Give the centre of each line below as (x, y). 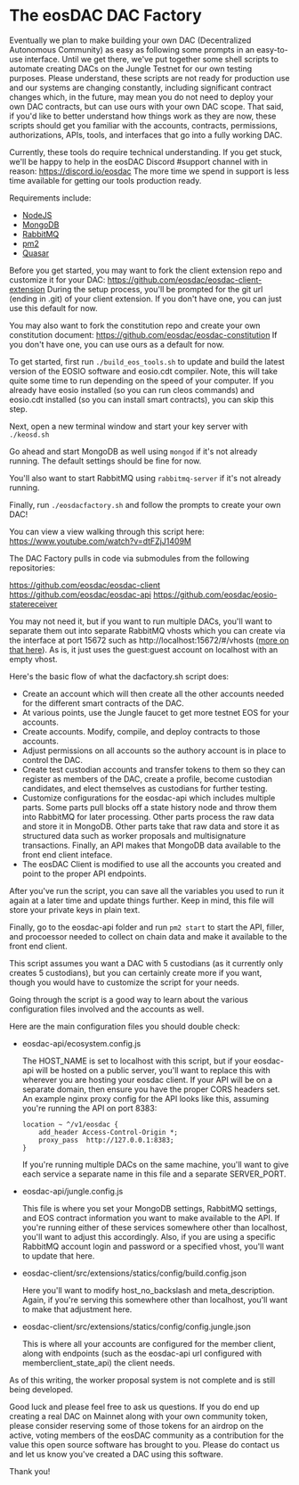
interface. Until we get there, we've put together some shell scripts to (151, 59)
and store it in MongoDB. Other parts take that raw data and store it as (151, 826)
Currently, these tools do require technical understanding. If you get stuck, (146, 152)
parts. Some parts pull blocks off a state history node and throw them (149, 807)
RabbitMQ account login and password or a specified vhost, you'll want (153, 1246)
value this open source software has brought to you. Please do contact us (145, 1444)
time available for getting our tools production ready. (105, 180)
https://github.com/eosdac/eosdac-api (81, 595)
